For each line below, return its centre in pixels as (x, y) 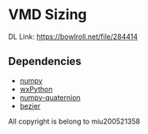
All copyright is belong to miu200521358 (74, 121)
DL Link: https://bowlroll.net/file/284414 (73, 36)
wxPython (36, 89)
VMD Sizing (47, 15)
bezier (30, 105)
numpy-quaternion (50, 98)
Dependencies (45, 61)
